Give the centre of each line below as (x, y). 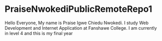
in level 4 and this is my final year (39, 33)
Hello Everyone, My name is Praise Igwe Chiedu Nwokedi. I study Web (77, 23)
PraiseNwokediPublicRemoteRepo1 (79, 9)
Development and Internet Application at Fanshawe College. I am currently (81, 28)
